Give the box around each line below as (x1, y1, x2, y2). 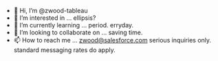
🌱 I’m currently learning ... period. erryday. (13, 21, 134, 29)
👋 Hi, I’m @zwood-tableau (13, 7, 88, 14)
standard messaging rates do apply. (13, 46, 116, 54)
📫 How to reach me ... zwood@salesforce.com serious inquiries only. (13, 36, 212, 44)
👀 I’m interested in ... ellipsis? (13, 14, 96, 22)
